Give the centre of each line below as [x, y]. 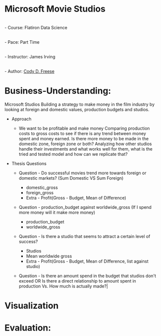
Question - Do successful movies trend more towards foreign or [82, 173]
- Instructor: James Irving [30, 56]
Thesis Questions [29, 163]
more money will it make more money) [57, 212]
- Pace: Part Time [22, 42]
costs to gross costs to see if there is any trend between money [82, 133]
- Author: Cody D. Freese [30, 71]
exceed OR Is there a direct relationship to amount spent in [77, 281]
